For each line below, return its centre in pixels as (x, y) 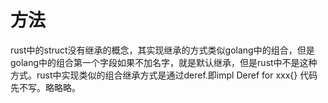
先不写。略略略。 (45, 87)
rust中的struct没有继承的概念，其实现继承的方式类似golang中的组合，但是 (162, 50)
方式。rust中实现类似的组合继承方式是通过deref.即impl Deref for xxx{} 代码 (164, 75)
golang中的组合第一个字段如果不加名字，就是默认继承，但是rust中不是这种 (164, 62)
